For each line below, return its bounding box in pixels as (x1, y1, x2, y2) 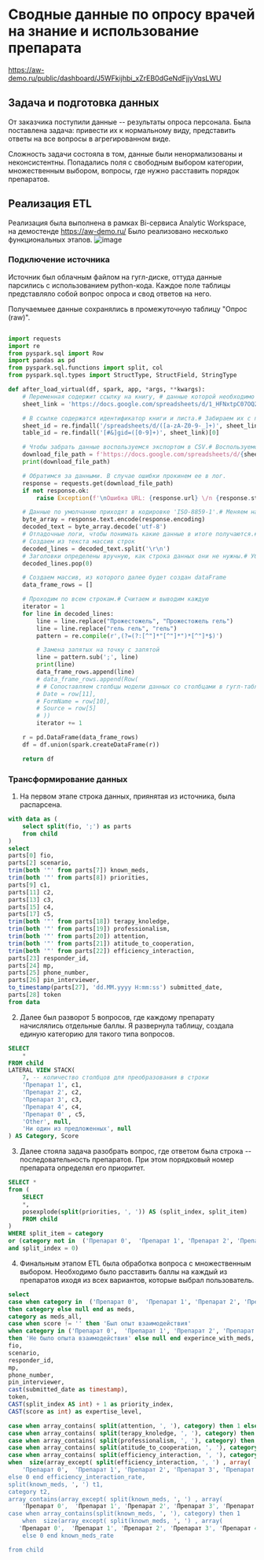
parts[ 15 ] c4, (8, 903, 55, 911)
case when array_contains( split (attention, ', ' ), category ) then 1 (8, 1421, 241, 1430)
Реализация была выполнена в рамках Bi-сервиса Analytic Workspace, (8, 218, 247, 228)
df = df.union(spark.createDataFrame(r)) (22, 740, 159, 749)
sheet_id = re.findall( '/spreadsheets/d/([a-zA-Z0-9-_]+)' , (22, 421, 223, 430)
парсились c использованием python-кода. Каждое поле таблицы (8, 280, 231, 290)
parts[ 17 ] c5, (8, 910, 55, 918)
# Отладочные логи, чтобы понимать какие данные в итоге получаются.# (22, 530, 258, 539)
